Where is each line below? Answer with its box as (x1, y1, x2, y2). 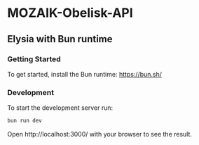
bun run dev (7, 118, 42, 125)
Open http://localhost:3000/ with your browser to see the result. (7, 130, 193, 139)
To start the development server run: (7, 103, 114, 112)
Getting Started (7, 54, 61, 64)
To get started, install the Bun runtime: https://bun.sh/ (7, 70, 163, 78)
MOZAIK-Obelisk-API (7, 5, 133, 21)
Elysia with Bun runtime (7, 33, 114, 45)
